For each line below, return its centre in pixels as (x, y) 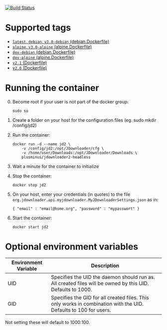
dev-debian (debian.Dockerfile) (44, 52)
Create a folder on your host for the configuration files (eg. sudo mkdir (84, 120)
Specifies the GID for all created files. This (100, 297)
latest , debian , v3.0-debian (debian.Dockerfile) (61, 41)
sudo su (20, 111)
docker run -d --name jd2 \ (41, 144)
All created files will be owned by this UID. (100, 283)
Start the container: (32, 218)
